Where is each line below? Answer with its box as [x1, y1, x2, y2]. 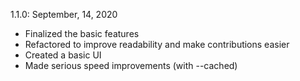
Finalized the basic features [24, 28, 140, 39]
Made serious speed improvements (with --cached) [24, 60, 238, 71]
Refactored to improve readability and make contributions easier [24, 39, 290, 50]
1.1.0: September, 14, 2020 [10, 9, 118, 20]
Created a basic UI [24, 49, 102, 61]
